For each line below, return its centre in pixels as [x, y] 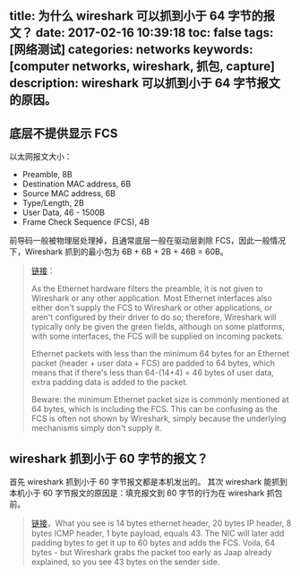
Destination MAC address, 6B [77, 184]
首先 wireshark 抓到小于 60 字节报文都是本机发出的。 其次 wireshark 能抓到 [149, 482]
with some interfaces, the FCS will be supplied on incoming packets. [157, 336]
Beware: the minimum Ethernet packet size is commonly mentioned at [160, 400]
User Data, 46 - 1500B [64, 212]
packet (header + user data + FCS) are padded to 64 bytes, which [153, 363]
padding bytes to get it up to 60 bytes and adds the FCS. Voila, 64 [153, 543]
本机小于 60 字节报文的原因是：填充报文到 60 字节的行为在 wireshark [137, 493]
